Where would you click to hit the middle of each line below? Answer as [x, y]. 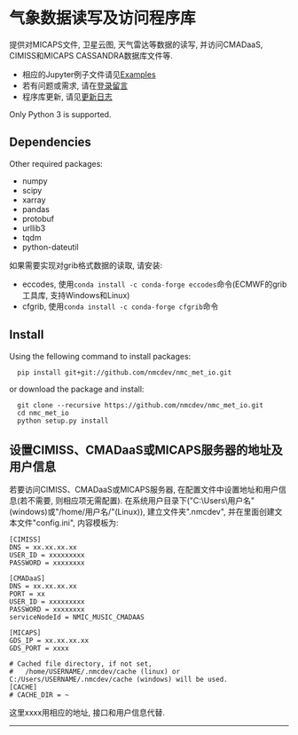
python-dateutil [50, 247]
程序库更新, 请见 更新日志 [67, 96]
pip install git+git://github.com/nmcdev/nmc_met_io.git [125, 372]
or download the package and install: [77, 389]
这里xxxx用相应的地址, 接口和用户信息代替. [87, 713]
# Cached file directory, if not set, [81, 664]
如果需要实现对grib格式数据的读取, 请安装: [86, 265]
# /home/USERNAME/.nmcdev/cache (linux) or [94, 672]
